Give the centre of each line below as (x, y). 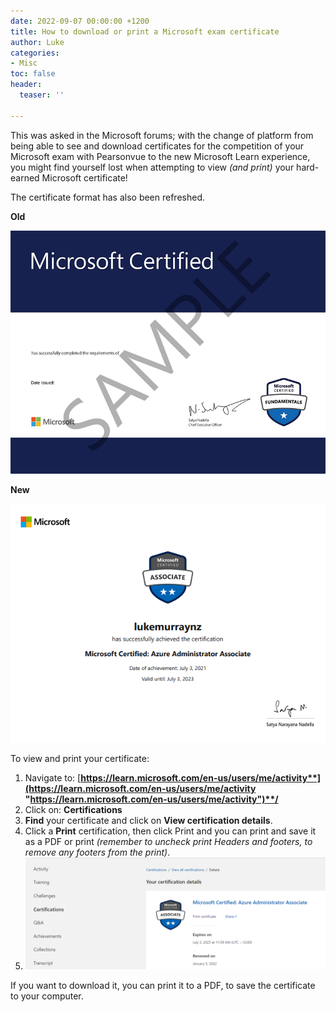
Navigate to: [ (53, 778)
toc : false (33, 74)
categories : (35, 53)
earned (25, 177)
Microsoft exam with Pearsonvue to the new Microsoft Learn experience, (160, 156)
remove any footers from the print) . (97, 852)
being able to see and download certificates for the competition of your (157, 146)
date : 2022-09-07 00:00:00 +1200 (80, 21)
